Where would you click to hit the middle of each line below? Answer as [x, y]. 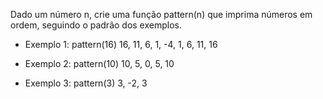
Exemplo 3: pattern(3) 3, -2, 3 [86, 83]
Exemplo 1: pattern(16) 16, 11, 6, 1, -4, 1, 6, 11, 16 [121, 44]
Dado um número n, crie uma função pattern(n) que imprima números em [161, 14]
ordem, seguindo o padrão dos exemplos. [96, 25]
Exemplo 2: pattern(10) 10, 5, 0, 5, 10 [99, 63]
